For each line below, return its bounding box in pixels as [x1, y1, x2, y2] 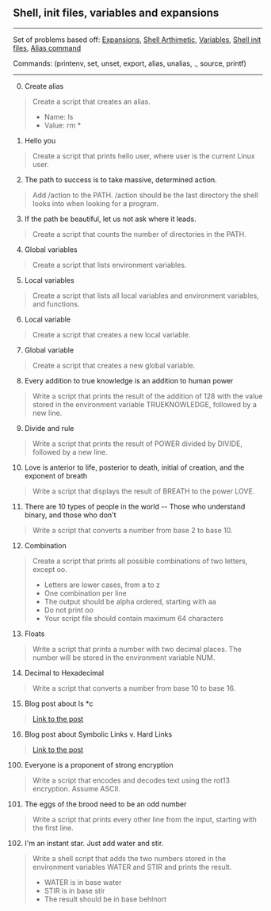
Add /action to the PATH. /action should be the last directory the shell [32, 190, 258, 200]
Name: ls [44, 112, 74, 121]
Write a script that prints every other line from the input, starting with [32, 814, 257, 824]
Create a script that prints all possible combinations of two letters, [32, 556, 248, 566]
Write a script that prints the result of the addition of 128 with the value [32, 391, 263, 401]
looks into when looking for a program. [32, 198, 159, 208]
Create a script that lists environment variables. [32, 260, 187, 269]
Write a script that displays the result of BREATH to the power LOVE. [32, 486, 255, 496]
